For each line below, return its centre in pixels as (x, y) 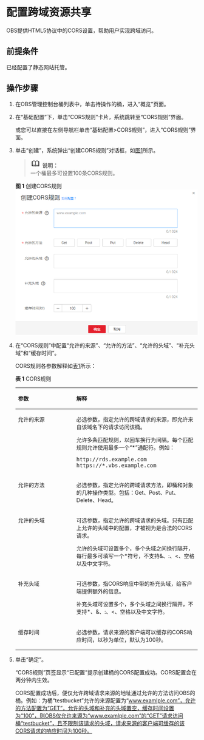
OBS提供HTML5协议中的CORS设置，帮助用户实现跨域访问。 (82, 30)
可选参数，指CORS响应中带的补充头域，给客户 (134, 584)
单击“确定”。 (31, 660)
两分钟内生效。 (34, 680)
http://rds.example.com (111, 459)
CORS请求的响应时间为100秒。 (54, 731)
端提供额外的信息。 (100, 591)
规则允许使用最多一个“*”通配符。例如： (125, 447)
